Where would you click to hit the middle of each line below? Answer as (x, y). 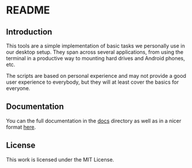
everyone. (18, 88)
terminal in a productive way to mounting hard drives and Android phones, (96, 58)
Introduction (29, 32)
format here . (21, 127)
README (28, 10)
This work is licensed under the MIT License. (60, 159)
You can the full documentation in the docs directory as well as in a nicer (94, 121)
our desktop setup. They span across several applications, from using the (95, 52)
